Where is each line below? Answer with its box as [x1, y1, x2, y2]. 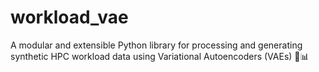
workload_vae [10, 6, 129, 29]
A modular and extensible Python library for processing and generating [10, 39, 303, 51]
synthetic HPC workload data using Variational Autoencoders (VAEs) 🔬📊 [10, 50, 310, 62]
